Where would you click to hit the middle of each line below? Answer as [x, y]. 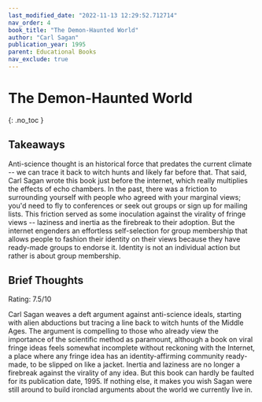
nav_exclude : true [38, 60]
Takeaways [37, 145]
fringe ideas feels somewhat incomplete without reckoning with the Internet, [132, 348]
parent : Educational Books [52, 52]
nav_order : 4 [30, 23]
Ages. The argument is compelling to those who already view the [113, 331]
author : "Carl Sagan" [44, 37]
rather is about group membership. [65, 256]
